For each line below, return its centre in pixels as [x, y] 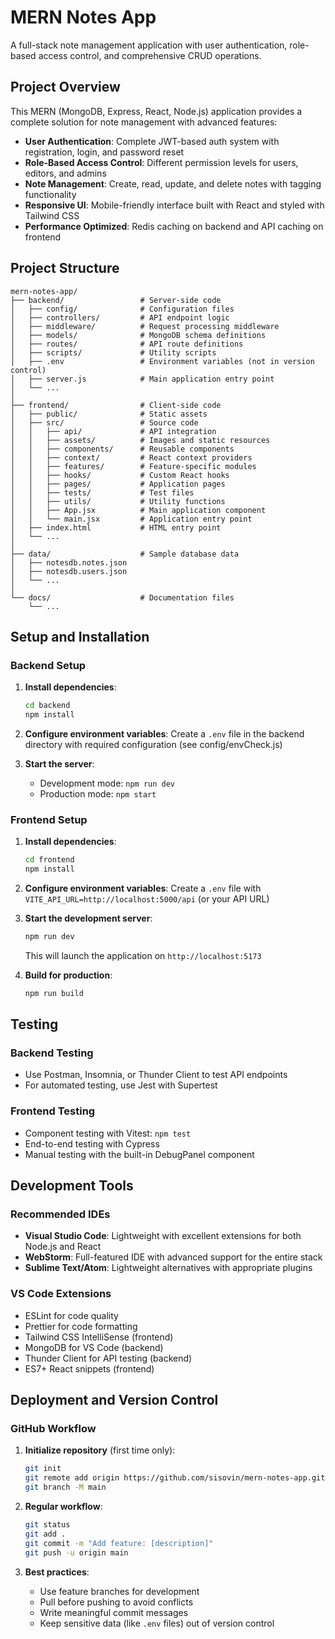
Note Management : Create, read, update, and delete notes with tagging [173, 183]
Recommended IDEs [60, 1214]
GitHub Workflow [53, 1429]
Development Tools [72, 1186]
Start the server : [59, 764]
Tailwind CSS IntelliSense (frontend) [99, 1337]
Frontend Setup [49, 819]
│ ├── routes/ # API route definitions [127, 344]
